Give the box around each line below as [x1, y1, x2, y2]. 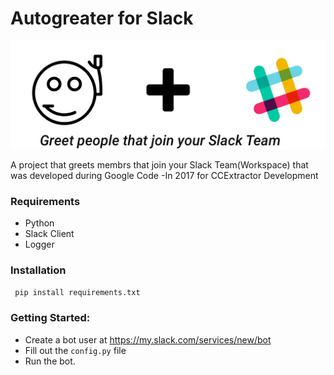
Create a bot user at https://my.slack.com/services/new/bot [24, 333, 272, 346]
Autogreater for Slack [10, 7, 194, 30]
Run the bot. [24, 355, 76, 367]
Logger [24, 238, 55, 250]
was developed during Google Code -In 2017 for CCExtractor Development [10, 169, 319, 181]
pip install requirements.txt [14, 288, 141, 298]
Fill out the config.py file [24, 344, 127, 356]
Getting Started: [10, 311, 91, 325]
